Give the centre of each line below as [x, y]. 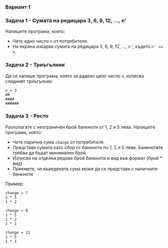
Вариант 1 [18, 7]
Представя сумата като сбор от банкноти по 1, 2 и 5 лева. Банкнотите [88, 147]
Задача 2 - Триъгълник [35, 65]
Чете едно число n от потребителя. [50, 41]
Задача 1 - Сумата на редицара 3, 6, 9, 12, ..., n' [66, 20]
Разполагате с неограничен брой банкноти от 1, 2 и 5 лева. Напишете [80, 127]
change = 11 [18, 232]
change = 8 [17, 210]
